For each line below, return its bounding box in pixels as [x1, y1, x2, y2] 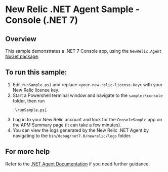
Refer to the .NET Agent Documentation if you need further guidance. [5, 161, 150, 167]
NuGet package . [5, 53, 39, 59]
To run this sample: [5, 68, 67, 77]
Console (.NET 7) [5, 14, 78, 26]
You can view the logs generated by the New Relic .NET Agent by [12, 127, 149, 133]
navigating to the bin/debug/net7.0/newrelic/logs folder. [12, 132, 132, 139]
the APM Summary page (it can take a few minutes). [12, 122, 121, 128]
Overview [5, 35, 37, 43]
